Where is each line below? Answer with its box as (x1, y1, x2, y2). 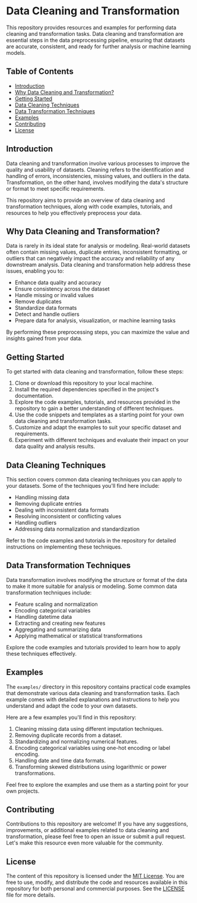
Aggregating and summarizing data (14, 625, 101, 633)
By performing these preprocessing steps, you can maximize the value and (6, 329, 190, 336)
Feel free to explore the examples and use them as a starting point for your (6, 781, 189, 788)
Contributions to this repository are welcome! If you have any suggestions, (6, 820, 188, 827)
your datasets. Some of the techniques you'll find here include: (6, 482, 160, 489)
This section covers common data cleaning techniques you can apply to (6, 476, 182, 483)
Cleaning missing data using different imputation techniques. (14, 725, 164, 732)
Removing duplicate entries (14, 500, 82, 507)
